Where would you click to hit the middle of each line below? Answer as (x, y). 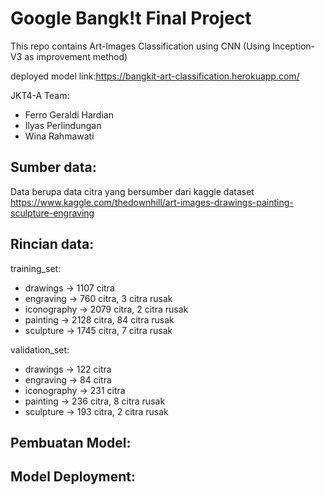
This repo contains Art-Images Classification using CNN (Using (140, 46)
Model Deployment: (73, 477)
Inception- (293, 46)
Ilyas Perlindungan (63, 125)
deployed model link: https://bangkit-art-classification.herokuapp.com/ (155, 76)
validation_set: (40, 349)
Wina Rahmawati (59, 136)
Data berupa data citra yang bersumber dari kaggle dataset (132, 191)
